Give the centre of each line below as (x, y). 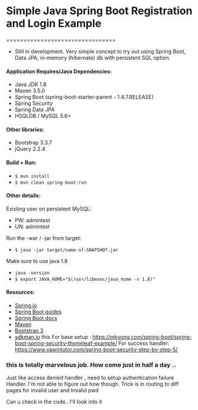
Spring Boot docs (36, 318)
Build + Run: (21, 162)
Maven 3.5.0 (30, 91)
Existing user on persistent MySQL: (49, 209)
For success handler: (144, 343)
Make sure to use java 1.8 (37, 261)
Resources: (20, 292)
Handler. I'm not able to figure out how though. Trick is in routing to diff (92, 384)
